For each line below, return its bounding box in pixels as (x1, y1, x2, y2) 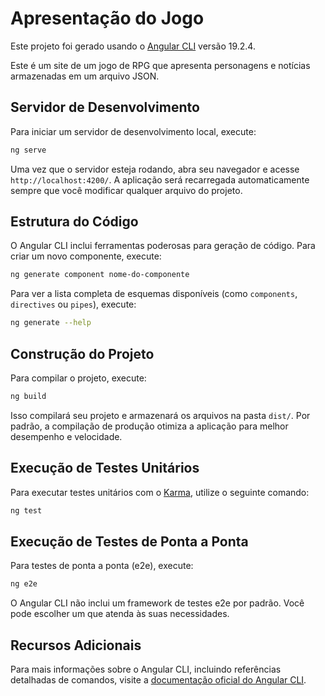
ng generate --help (10, 318, 92, 328)
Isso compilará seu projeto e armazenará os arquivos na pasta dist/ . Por (10, 409, 311, 421)
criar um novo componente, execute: (10, 250, 162, 262)
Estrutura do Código (10, 213, 139, 231)
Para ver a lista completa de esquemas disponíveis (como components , (10, 288, 298, 300)
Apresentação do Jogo (10, 7, 205, 30)
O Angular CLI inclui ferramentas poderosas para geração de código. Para (10, 240, 316, 252)
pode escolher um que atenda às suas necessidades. (10, 608, 230, 620)
